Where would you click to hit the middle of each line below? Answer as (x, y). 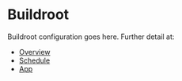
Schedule (34, 60)
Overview (34, 52)
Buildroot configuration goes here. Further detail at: (91, 37)
